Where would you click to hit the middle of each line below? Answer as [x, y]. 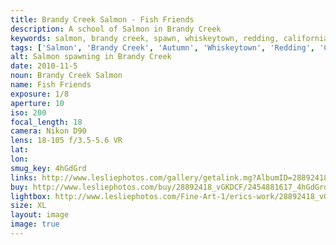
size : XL [28, 206]
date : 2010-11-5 [44, 66]
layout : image [40, 215]
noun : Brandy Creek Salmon [66, 76]
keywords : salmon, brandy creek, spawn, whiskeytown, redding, [145, 38]
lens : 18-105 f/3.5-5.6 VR [66, 141]
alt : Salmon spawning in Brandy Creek [91, 57]
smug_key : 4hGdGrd [48, 168]
